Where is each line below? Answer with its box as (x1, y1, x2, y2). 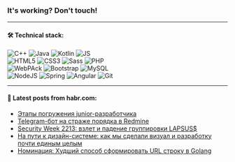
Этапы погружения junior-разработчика (17, 109, 137, 117)
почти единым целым (17, 139, 83, 147)
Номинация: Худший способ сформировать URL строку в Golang (17, 146, 212, 155)
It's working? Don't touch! (7, 6, 98, 15)
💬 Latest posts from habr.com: (7, 94, 97, 103)
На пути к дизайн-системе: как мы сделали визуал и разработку (17, 131, 212, 140)
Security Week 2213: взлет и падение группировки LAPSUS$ (17, 124, 197, 133)
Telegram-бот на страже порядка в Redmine (17, 117, 149, 125)
